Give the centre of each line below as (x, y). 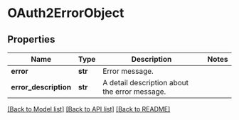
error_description (41, 87)
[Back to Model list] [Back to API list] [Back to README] (89, 109)
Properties (31, 39)
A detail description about (146, 83)
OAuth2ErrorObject (66, 13)
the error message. (134, 92)
